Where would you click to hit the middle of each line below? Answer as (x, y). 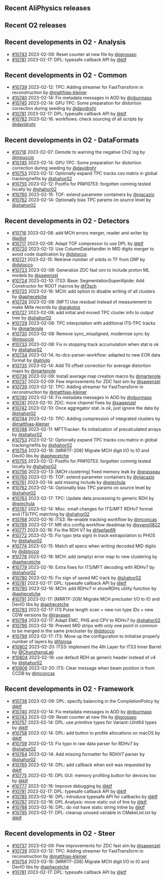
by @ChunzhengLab (33, 652)
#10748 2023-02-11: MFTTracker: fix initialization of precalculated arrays (86, 430)
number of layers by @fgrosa (42, 642)
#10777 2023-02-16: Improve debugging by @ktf (62, 786)
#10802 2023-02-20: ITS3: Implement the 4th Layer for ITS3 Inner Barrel (86, 647)
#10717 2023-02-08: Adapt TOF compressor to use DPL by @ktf (78, 244)
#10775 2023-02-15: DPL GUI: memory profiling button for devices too (84, 775)
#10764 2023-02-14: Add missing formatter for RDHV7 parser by (78, 754)
